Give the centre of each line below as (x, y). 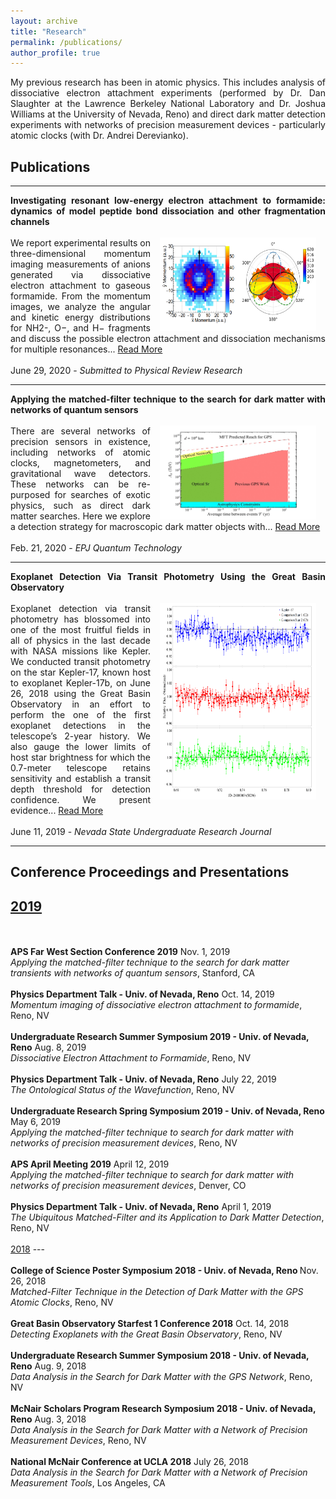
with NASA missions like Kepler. (80, 651)
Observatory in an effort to (80, 704)
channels (30, 222)
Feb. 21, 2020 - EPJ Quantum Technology (96, 548)
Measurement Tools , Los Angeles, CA (88, 1483)
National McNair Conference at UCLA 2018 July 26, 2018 (129, 1462)
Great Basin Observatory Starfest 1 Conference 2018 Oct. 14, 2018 (150, 1324)
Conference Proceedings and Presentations (150, 872)
